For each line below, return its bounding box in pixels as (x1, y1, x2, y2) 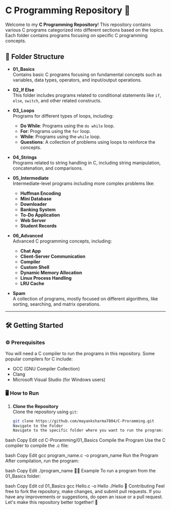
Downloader (20, 201, 47, 207)
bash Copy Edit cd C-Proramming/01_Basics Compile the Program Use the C (5, 437, 166, 443)
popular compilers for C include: (5, 356, 73, 362)
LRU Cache (20, 280, 45, 286)
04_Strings (12, 154, 37, 160)
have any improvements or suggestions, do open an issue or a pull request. (5, 494, 163, 500)
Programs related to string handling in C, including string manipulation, (12, 159, 161, 166)
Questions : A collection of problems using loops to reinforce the (20, 139, 156, 145)
